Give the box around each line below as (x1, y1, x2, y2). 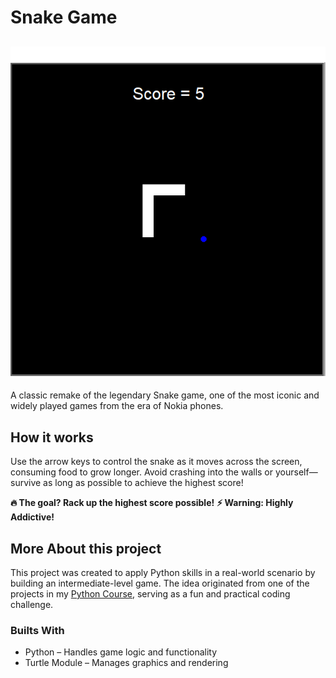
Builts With (10, 624, 65, 638)
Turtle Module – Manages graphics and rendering (24, 657, 229, 669)
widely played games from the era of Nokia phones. (10, 400, 224, 412)
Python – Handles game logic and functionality (24, 646, 218, 658)
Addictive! (10, 511, 55, 523)
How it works (10, 429, 94, 446)
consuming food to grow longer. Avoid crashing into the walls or (10, 466, 274, 478)
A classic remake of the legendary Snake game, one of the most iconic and (10, 389, 320, 401)
